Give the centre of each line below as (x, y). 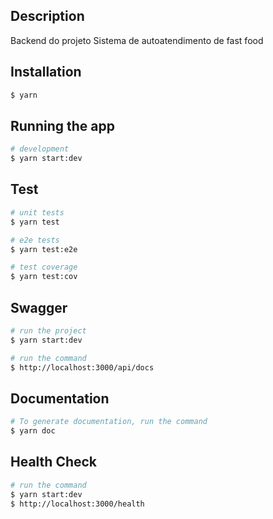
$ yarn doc (33, 431)
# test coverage (44, 267)
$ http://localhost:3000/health (77, 504)
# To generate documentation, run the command (109, 422)
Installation (46, 72)
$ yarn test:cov (44, 277)
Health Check (54, 462)
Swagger (39, 307)
